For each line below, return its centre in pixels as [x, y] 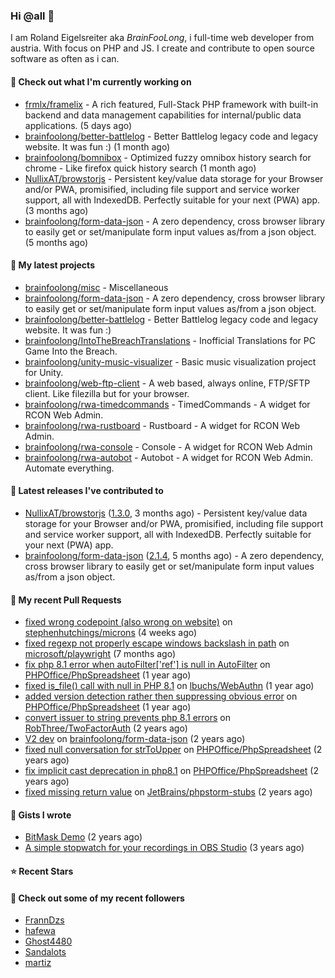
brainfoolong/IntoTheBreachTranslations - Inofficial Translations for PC [170, 340]
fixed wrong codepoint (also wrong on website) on [128, 622]
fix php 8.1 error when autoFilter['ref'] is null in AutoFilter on [147, 665]
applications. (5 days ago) [78, 125]
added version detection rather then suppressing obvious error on [161, 696]
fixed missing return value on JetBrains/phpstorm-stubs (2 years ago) [168, 792]
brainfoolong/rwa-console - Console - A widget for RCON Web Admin [168, 446]
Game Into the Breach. [71, 351]
